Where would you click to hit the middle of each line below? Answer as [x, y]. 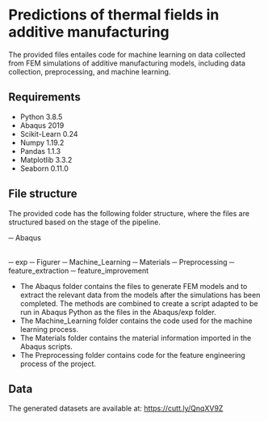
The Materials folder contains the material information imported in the [136, 338]
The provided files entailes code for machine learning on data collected [127, 54]
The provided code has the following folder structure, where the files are [129, 213]
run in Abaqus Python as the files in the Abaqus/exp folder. [118, 312]
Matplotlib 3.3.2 [46, 159]
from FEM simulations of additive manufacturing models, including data [127, 63]
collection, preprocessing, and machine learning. [90, 71]
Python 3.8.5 [41, 117]
